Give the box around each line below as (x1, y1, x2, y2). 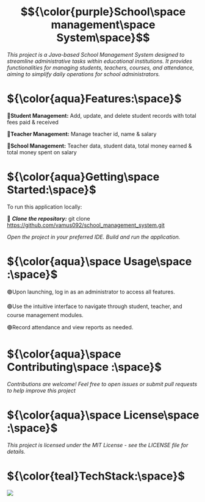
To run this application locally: (7, 203, 82, 210)
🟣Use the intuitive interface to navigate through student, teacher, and (7, 303, 182, 310)
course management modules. (7, 311, 84, 318)
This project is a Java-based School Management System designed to (7, 51, 185, 58)
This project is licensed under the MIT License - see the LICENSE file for (7, 441, 189, 448)
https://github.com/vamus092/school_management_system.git (7, 221, 165, 229)
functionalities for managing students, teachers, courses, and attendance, (7, 63, 195, 71)
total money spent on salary (7, 148, 77, 156)
